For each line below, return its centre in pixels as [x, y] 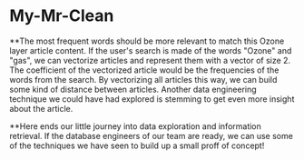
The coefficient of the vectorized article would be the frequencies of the [144, 70]
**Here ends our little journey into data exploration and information [135, 126]
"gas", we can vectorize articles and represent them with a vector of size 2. [150, 60]
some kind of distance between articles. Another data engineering [133, 89]
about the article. [41, 108]
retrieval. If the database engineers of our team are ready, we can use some [151, 135]
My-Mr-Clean [62, 16]
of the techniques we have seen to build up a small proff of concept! [137, 145]
